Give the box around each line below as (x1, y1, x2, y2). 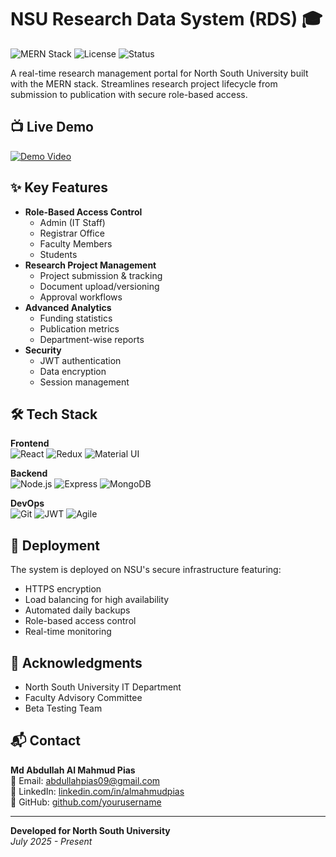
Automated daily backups (24, 604, 131, 616)
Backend (10, 467, 48, 480)
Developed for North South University (10, 824, 171, 836)
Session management (39, 376, 130, 388)
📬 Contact (10, 732, 81, 750)
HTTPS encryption (24, 583, 102, 595)
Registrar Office (39, 227, 105, 239)
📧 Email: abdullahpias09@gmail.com (10, 774, 161, 786)
